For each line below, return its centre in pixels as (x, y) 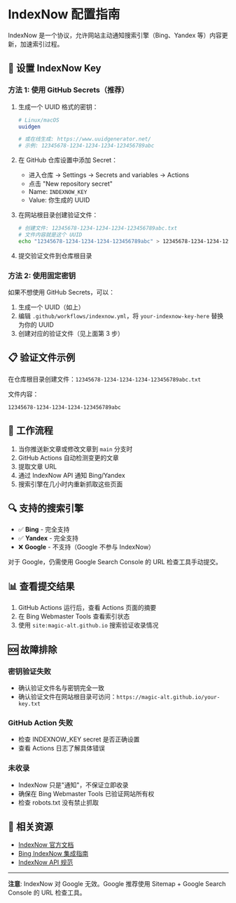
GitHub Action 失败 (41, 722)
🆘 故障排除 (33, 650)
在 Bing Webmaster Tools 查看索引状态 (74, 616)
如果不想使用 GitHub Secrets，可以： (61, 292)
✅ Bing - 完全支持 (44, 530)
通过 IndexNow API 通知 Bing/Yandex (71, 475)
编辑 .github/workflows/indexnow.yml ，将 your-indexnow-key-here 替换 (120, 316)
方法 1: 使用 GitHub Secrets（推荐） (68, 90)
